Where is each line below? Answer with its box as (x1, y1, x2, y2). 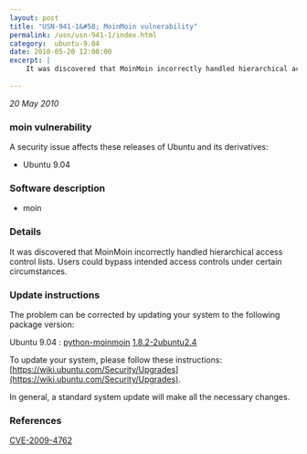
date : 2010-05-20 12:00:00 (9, 48, 112, 57)
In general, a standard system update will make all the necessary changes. (9, 391, 291, 402)
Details (9, 226, 42, 238)
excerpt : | (9, 56, 51, 65)
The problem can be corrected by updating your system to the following (9, 309, 281, 320)
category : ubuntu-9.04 (9, 38, 101, 48)
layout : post (9, 13, 59, 23)
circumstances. (9, 266, 68, 277)
